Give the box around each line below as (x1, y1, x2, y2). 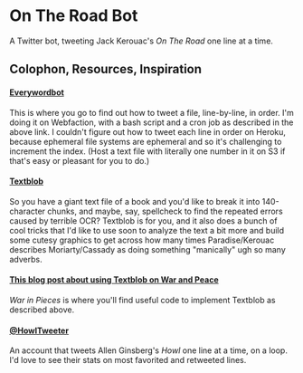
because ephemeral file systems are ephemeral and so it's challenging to (9, 136, 282, 147)
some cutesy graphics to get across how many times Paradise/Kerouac (9, 234, 275, 245)
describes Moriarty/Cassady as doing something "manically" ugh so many (9, 244, 287, 254)
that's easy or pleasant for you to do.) (9, 155, 150, 166)
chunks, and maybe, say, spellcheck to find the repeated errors (47, 206, 283, 216)
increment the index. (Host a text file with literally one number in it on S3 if (9, 146, 286, 157)
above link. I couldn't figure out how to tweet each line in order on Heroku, (9, 126, 287, 137)
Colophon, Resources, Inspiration (9, 62, 202, 77)
